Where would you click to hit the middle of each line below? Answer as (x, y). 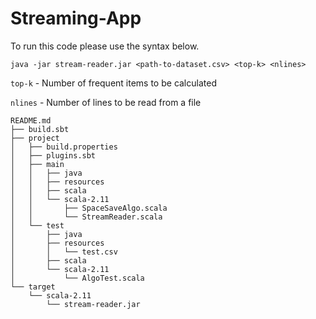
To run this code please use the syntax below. (105, 46)
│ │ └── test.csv (64, 252)
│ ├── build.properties (64, 147)
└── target (33, 287)
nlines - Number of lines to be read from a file (106, 102)
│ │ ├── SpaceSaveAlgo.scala (89, 208)
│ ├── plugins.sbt (53, 155)
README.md (31, 120)
